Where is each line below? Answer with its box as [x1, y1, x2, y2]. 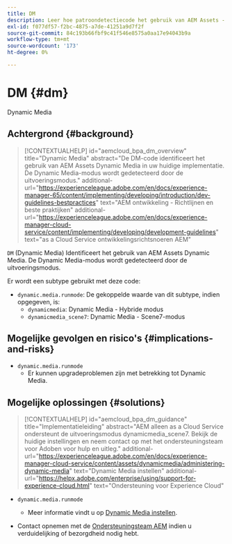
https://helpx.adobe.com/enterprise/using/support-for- [38, 474, 197, 483]
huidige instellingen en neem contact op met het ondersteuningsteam [24, 437, 224, 445]
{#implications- [144, 333, 213, 345]
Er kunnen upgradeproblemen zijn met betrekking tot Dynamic [27, 369, 206, 377]
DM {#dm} [7, 85, 69, 101]
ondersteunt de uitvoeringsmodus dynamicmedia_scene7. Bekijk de [24, 430, 217, 438]
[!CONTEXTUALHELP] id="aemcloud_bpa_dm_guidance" [24, 415, 188, 424]
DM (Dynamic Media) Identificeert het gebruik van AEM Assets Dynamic [7, 248, 210, 257]
